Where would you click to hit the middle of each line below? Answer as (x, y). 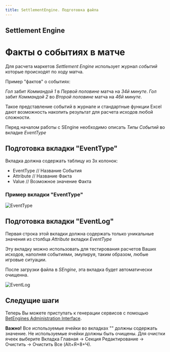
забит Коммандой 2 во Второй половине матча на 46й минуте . (74, 96)
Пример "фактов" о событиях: (38, 81)
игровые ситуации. (26, 260)
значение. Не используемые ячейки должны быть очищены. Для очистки (85, 333)
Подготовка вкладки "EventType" (61, 148)
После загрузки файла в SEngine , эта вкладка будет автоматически (79, 269)
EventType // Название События (47, 170)
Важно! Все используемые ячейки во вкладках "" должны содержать (81, 328)
